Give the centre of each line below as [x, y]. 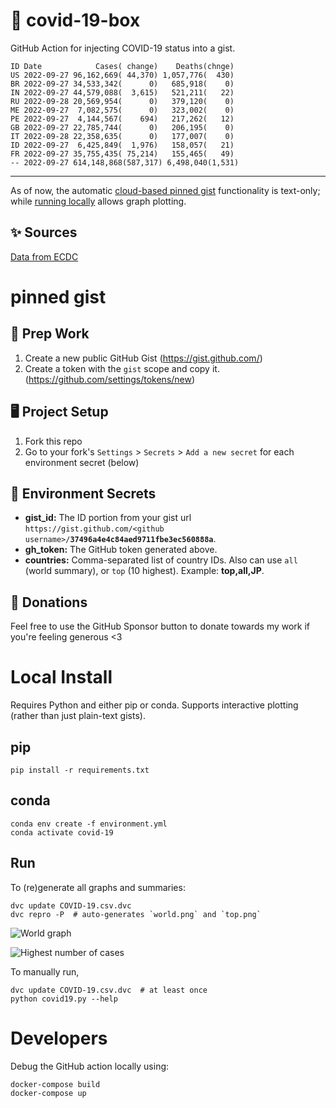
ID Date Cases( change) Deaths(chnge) [122, 66]
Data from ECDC [44, 256]
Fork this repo [53, 441]
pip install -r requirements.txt [80, 770]
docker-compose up [48, 1093]
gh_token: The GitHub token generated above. [121, 550]
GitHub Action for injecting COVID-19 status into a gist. [123, 48]
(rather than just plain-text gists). [78, 716]
